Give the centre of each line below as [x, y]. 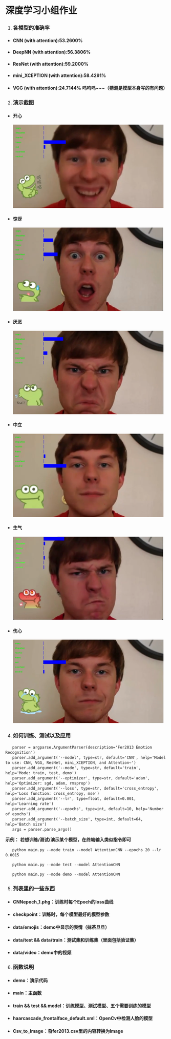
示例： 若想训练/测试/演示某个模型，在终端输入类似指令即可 [68, 839]
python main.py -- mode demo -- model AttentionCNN [66, 875]
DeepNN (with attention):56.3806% [52, 52]
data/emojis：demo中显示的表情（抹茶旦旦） [61, 927]
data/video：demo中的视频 [42, 953]
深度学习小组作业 [41, 11]
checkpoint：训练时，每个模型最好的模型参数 [61, 914]
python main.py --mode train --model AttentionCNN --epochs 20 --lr [87, 850]
